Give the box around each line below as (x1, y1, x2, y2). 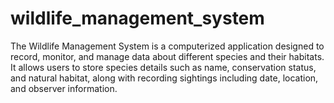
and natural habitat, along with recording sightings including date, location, (10, 72, 319, 84)
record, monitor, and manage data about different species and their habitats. (10, 50, 325, 62)
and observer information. (10, 82, 118, 94)
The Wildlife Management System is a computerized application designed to (10, 40, 325, 52)
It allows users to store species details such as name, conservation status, (10, 61, 317, 73)
